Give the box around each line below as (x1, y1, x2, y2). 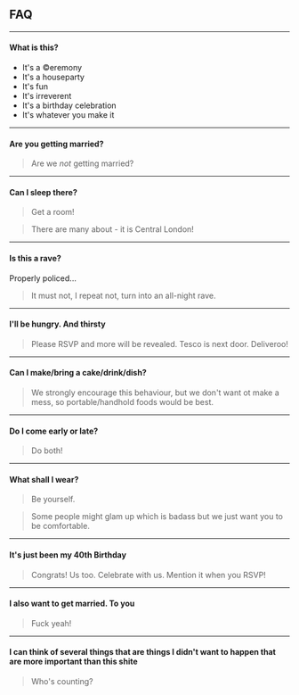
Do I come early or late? (9, 426, 99, 436)
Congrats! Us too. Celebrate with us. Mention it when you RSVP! (30, 569, 267, 580)
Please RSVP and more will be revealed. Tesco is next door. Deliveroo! (30, 338, 289, 349)
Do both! (30, 445, 64, 456)
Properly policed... (9, 272, 77, 284)
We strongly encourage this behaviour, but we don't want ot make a (30, 387, 280, 398)
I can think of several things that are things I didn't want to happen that (9, 647, 276, 658)
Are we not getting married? (30, 158, 134, 169)
